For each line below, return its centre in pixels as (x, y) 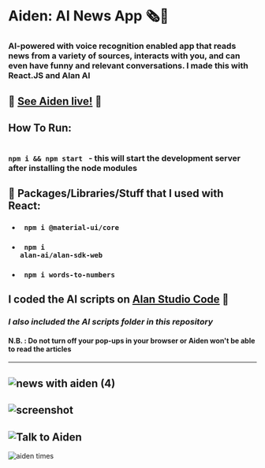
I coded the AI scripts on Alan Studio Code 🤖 (119, 300)
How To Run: (40, 128)
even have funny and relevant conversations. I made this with (128, 66)
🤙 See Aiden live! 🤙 (55, 101)
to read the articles (40, 349)
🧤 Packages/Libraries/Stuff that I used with (116, 193)
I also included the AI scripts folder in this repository (110, 322)
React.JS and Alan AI (49, 76)
